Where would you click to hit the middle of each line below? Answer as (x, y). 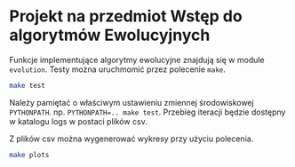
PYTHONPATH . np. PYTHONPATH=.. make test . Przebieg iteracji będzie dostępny (147, 112)
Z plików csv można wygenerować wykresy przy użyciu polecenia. (132, 139)
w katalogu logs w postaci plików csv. (79, 121)
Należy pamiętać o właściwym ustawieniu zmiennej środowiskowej (132, 102)
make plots (29, 155)
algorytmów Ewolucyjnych (110, 35)
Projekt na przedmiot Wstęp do (126, 16)
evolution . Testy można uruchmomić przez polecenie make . (118, 69)
